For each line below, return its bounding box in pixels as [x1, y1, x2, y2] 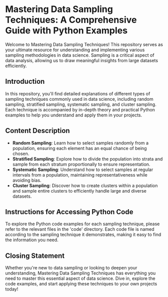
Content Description [5, 126, 70, 135]
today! [5, 286, 19, 292]
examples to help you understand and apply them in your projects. [5, 112, 142, 118]
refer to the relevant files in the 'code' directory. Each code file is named [5, 226, 154, 232]
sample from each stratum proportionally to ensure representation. [12, 161, 150, 167]
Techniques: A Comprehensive [5, 14, 137, 26]
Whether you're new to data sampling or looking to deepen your [5, 265, 137, 271]
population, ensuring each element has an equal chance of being [12, 145, 147, 151]
